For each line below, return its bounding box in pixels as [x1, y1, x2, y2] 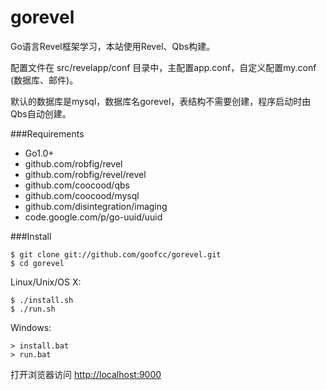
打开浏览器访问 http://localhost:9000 [10, 368, 162, 380]
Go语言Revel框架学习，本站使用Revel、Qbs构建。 [10, 40, 216, 52]
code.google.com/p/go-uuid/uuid [24, 211, 163, 223]
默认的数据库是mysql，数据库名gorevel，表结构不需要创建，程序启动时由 [10, 95, 312, 107]
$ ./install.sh [10, 295, 74, 305]
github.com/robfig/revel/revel [24, 168, 147, 180]
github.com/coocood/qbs [24, 179, 130, 191]
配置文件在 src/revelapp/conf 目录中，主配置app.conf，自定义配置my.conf [10, 61, 317, 73]
